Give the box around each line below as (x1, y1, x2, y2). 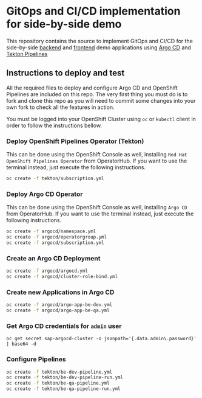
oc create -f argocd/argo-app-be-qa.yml (6, 307, 110, 314)
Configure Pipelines (6, 355, 66, 363)
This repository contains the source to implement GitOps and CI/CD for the (6, 37, 193, 44)
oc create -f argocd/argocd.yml (6, 268, 88, 274)
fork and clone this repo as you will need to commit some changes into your (6, 97, 196, 104)
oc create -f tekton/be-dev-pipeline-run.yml (6, 374, 123, 381)
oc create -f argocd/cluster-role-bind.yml (6, 274, 118, 280)
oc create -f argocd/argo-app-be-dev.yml (6, 302, 113, 308)
